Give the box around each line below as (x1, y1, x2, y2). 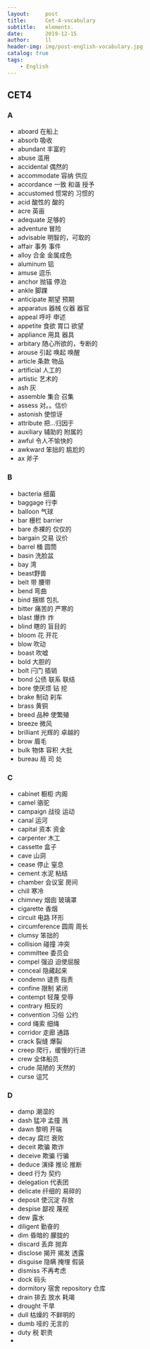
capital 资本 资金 (17, 824, 65, 833)
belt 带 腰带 (17, 578, 51, 586)
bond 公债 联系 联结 (17, 674, 75, 683)
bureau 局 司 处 (17, 754, 62, 763)
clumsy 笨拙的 (17, 930, 59, 939)
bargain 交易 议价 (17, 533, 68, 542)
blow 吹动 (17, 639, 46, 648)
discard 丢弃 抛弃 (17, 1240, 68, 1249)
